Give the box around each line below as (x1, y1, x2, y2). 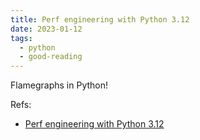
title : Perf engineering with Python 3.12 (10, 14, 190, 25)
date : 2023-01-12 (10, 24, 83, 34)
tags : (10, 33, 33, 43)
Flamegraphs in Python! (10, 79, 109, 91)
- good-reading (19, 52, 83, 62)
